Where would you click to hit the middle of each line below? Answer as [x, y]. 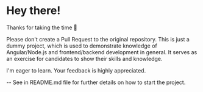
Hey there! [34, 11]
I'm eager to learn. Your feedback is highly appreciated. [76, 70]
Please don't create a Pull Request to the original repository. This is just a [98, 39]
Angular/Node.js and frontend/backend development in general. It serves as [102, 52]
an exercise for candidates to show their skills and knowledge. [84, 58]
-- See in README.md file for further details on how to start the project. [96, 82]
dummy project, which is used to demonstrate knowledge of [82, 46]
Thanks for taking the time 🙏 [42, 27]
